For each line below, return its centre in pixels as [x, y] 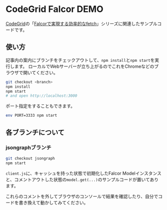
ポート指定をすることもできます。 [40, 106]
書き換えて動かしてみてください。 [54, 203]
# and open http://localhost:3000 [42, 96]
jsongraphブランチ [29, 148]
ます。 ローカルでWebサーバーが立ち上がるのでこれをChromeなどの [84, 66]
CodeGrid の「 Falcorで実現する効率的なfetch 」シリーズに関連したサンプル [82, 23]
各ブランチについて [35, 132]
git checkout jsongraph [30, 158]
